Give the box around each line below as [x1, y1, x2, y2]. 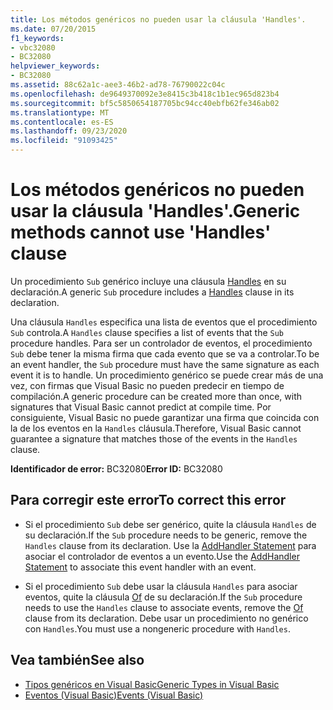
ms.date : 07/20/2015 [10, 24, 97, 34]
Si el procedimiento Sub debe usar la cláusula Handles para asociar [24, 580, 298, 592]
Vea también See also [10, 652, 145, 669]
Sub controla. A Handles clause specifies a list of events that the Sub [10, 326, 285, 338]
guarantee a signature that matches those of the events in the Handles [10, 432, 298, 445]
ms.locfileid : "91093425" [10, 136, 118, 146]
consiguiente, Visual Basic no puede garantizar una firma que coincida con [10, 411, 320, 423]
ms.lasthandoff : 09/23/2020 [10, 126, 128, 136]
